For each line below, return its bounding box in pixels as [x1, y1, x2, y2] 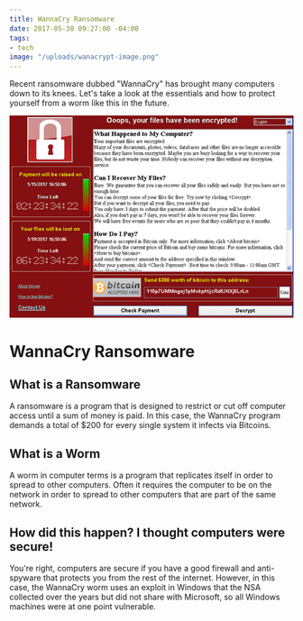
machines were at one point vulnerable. [9, 601, 156, 612]
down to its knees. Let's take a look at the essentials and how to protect [9, 88, 276, 99]
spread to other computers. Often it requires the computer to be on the [9, 479, 272, 490]
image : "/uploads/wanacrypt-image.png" [9, 52, 160, 62]
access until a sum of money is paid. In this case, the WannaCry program [9, 410, 281, 421]
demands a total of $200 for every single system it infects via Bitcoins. [9, 420, 271, 431]
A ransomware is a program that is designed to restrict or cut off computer [9, 401, 287, 412]
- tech [9, 43, 34, 52]
